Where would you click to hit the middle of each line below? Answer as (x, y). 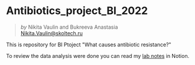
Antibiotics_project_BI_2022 (77, 11)
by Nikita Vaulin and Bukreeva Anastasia (69, 27)
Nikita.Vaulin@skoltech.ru (52, 33)
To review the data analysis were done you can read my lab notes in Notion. (98, 56)
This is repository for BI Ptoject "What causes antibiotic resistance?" (89, 45)
